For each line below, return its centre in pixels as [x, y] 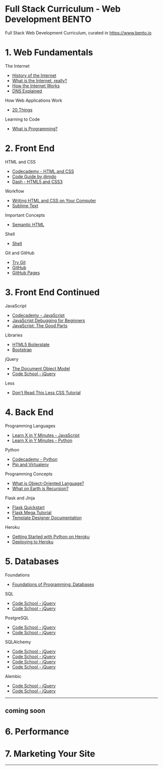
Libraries [14, 335]
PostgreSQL [17, 618]
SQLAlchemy [18, 642]
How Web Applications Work [33, 100]
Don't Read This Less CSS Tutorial [46, 393]
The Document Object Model [41, 368]
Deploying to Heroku [33, 542]
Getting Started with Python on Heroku [51, 536]
